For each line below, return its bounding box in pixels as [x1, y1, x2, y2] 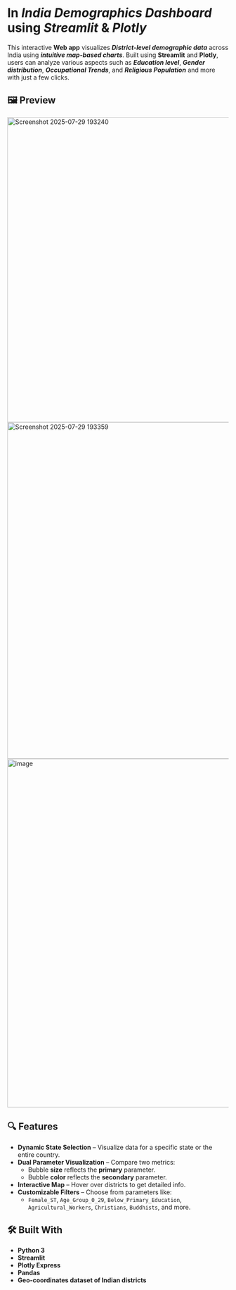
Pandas [17, 1269, 41, 1277]
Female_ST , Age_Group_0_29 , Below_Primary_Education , [27, 1195, 182, 1203]
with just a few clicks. [7, 73, 70, 82]
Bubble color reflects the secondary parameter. [27, 1172, 167, 1181]
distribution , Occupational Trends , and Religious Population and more [7, 65, 216, 74]
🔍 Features [7, 1121, 58, 1133]
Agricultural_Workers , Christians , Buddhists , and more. [27, 1203, 191, 1211]
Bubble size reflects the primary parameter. [27, 1165, 156, 1174]
